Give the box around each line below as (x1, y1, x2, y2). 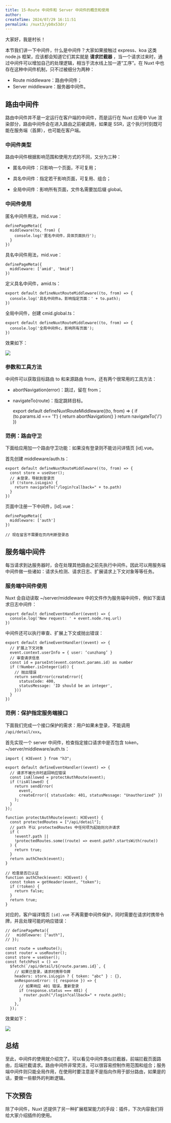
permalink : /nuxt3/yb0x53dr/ (5, 21, 67, 27)
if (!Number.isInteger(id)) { (10, 664, 74, 670)
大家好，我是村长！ (5, 36, 46, 42)
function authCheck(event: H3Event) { (5, 875, 88, 880)
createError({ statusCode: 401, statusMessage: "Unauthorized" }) (18, 793, 163, 798)
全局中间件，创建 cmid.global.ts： (5, 310, 76, 316)
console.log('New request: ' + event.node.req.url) (10, 616, 122, 621)
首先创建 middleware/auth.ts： (5, 456, 70, 462)
